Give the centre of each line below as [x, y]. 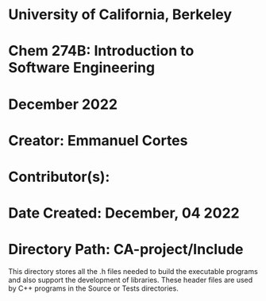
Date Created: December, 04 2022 [124, 213]
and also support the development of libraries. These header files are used [131, 280]
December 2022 [63, 104]
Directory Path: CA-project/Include [126, 250]
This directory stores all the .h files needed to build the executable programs [133, 272]
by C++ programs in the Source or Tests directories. [93, 288]
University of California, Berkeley [120, 15]
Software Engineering [82, 68]
